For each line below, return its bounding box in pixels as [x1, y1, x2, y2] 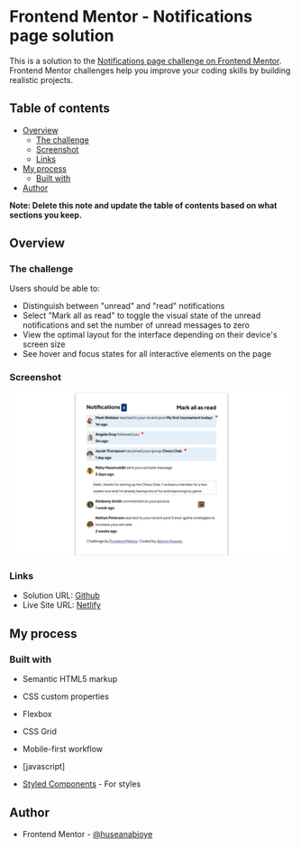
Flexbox [22, 709, 52, 720]
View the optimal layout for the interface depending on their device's [22, 330, 278, 340]
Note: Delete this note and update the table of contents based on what [9, 200, 278, 210]
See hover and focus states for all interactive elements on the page [22, 349, 272, 359]
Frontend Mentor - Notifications [9, 6, 253, 27]
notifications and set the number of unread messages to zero [22, 320, 251, 331]
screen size [22, 339, 66, 349]
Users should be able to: [9, 283, 101, 294]
